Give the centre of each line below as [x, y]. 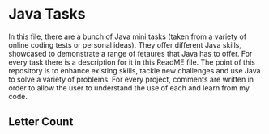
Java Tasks [47, 14]
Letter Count [41, 122]
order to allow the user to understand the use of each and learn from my [129, 88]
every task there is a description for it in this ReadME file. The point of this [132, 62]
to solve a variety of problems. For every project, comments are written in [131, 79]
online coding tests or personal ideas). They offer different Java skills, [125, 44]
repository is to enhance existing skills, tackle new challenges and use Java [134, 70]
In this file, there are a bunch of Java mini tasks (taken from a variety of [128, 36]
